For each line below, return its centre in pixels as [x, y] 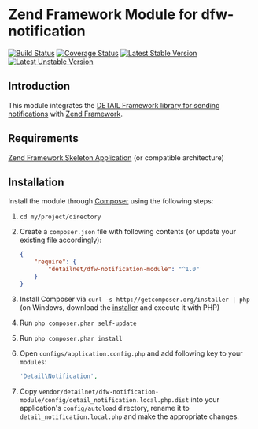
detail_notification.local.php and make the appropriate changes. [129, 416]
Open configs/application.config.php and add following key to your [131, 353]
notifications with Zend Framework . [66, 114]
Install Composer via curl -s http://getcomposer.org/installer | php [135, 299]
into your [205, 399]
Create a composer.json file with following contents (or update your [128, 232]
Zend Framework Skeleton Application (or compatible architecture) [116, 157]
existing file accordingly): [61, 240]
